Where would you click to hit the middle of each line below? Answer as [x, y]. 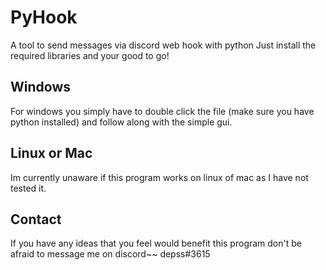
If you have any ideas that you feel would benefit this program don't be [156, 243]
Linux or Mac [51, 153]
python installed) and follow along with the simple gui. [121, 122]
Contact [36, 219]
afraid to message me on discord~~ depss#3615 [110, 254]
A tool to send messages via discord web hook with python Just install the [163, 45]
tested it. [28, 188]
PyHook [44, 17]
